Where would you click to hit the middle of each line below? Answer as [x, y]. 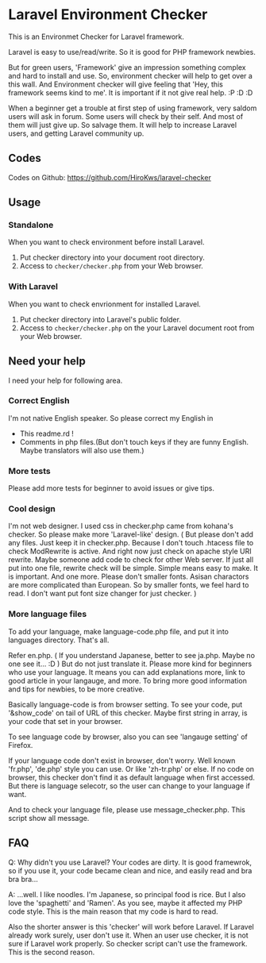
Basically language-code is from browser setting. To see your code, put [125, 704]
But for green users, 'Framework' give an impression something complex [127, 67]
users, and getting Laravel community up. [76, 133]
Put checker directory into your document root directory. [112, 258]
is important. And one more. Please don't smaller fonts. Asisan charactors [129, 576]
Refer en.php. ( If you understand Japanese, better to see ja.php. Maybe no [132, 655]
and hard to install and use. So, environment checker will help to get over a [130, 75]
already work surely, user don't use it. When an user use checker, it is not [128, 935]
